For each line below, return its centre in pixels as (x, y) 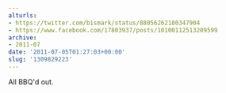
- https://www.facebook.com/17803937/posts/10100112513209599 (113, 30)
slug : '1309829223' (40, 60)
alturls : (23, 15)
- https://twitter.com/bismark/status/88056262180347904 (104, 23)
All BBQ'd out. (31, 82)
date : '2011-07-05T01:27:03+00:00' (67, 52)
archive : (23, 37)
